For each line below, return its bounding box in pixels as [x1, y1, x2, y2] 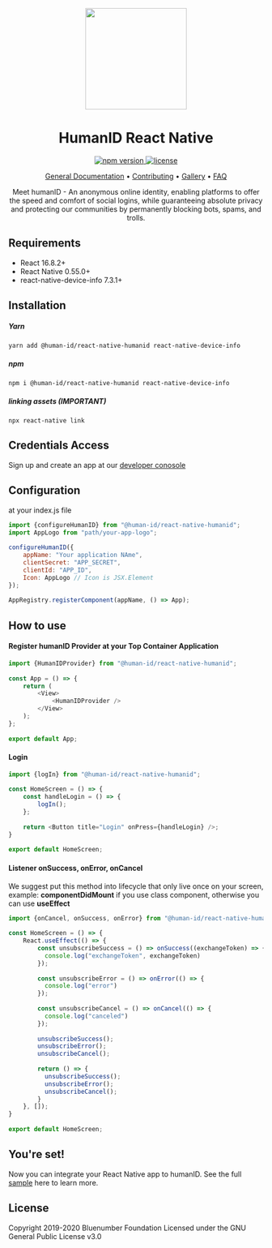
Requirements [8, 236, 81, 251]
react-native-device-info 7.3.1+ [19, 275, 123, 285]
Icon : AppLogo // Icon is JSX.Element [23, 573, 154, 581]
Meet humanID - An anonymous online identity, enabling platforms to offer [11, 187, 261, 196]
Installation [8, 298, 66, 312]
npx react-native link [8, 417, 85, 425]
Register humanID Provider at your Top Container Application [8, 641, 219, 651]
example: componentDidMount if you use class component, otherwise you [8, 890, 260, 899]
